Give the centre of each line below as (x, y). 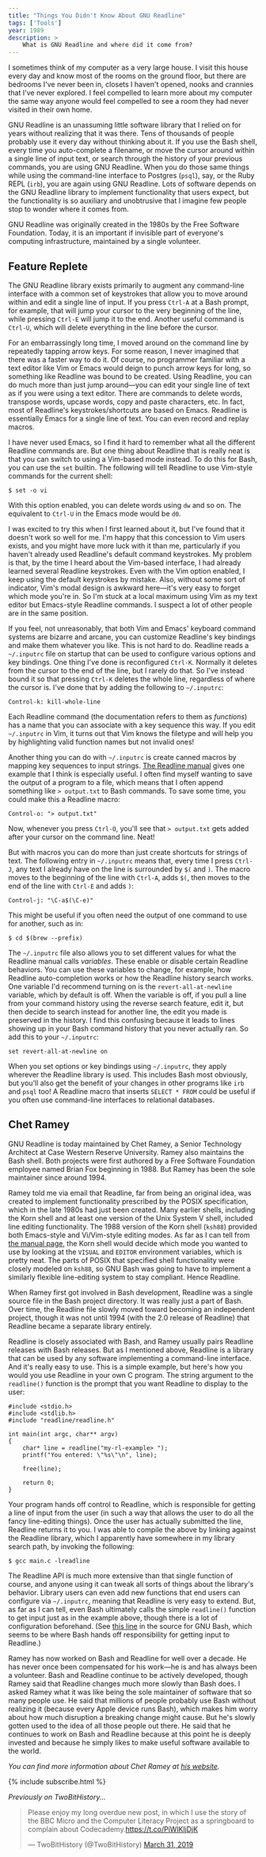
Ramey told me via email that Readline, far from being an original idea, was (130, 1192)
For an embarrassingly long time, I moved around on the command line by (129, 342)
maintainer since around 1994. (57, 1177)
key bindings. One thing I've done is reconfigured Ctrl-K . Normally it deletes (133, 662)
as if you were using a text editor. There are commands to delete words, (125, 393)
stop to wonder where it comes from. (68, 209)
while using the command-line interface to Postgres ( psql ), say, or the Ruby (131, 176)
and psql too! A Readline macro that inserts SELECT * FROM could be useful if (132, 1091)
